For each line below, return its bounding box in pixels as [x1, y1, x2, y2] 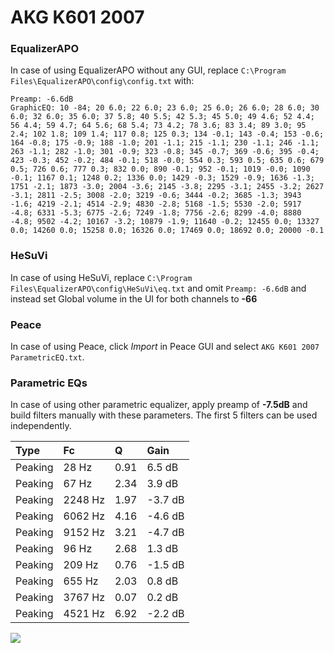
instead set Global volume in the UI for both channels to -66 [10, 292, 258, 305]
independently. [10, 420, 72, 432]
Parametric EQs [10, 376, 88, 390]
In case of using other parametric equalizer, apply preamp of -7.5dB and [10, 399, 308, 411]
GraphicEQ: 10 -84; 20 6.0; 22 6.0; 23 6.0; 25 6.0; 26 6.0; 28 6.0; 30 [10, 103, 320, 113]
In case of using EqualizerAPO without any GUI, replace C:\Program [10, 64, 287, 76]
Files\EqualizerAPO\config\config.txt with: [10, 75, 195, 87]
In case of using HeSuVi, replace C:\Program [10, 271, 193, 283]
